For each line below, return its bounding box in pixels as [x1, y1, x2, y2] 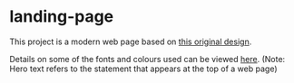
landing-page [9, 6, 114, 27]
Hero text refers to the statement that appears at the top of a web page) [9, 63, 278, 74]
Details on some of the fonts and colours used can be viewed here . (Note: [9, 53, 286, 64]
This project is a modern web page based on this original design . [9, 36, 252, 47]
